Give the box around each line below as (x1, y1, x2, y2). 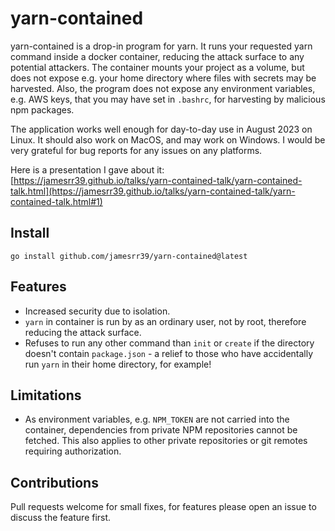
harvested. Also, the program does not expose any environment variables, (10, 82, 316, 94)
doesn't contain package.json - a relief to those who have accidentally (24, 347, 314, 359)
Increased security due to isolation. (24, 305, 171, 317)
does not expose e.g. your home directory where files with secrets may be (10, 72, 317, 84)
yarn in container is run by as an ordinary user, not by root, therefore (24, 315, 307, 327)
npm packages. (10, 103, 75, 116)
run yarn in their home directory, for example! (24, 358, 212, 370)
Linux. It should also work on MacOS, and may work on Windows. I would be (10, 133, 326, 146)
